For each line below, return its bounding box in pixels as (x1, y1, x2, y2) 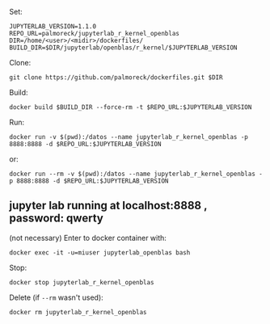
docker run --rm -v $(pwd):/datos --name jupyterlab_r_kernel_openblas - (9, 170, 264, 178)
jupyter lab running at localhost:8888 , (9, 199, 208, 212)
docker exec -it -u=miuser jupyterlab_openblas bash (9, 248, 191, 257)
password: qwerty (9, 212, 103, 225)
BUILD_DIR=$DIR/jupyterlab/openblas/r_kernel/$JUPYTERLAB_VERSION (9, 44, 238, 52)
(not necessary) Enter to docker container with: (9, 233, 167, 242)
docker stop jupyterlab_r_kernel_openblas (9, 278, 154, 286)
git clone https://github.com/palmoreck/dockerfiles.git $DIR (9, 74, 223, 82)
